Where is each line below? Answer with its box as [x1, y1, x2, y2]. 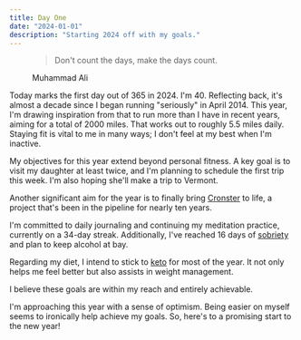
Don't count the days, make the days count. [53, 55, 218, 66]
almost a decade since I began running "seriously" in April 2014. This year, [9, 100, 288, 111]
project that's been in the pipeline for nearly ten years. [9, 202, 213, 213]
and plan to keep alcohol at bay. [9, 239, 129, 250]
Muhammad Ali [32, 73, 89, 83]
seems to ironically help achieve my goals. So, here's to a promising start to [9, 311, 292, 322]
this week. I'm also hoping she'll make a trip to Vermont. [9, 175, 219, 186]
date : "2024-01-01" [9, 22, 83, 31]
